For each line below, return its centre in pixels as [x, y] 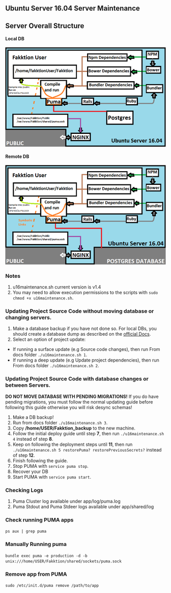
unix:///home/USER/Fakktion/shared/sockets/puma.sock [64, 561]
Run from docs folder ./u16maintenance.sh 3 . [60, 422]
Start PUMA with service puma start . [52, 477]
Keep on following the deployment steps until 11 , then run [73, 444]
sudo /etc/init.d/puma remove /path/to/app [52, 585]
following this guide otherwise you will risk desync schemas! [69, 407]
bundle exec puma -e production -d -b [46, 556]
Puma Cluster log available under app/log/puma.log [66, 501]
